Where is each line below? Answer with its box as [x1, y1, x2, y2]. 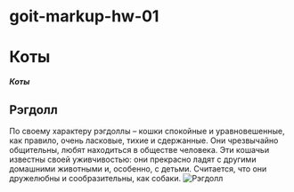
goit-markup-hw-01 [9, 6, 159, 27]
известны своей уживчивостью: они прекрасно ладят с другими [9, 154, 257, 164]
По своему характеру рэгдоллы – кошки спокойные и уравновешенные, [9, 125, 285, 136]
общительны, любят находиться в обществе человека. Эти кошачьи [9, 144, 270, 155]
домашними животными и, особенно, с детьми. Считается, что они [9, 163, 267, 174]
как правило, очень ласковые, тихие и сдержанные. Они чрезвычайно [9, 135, 279, 146]
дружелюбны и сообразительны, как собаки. [9, 172, 181, 183]
